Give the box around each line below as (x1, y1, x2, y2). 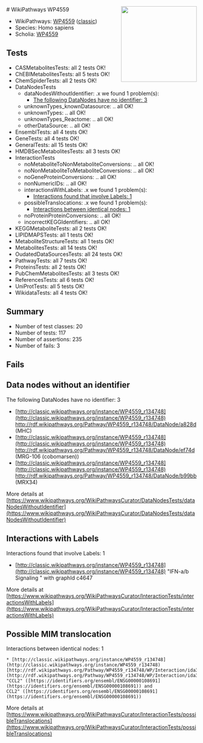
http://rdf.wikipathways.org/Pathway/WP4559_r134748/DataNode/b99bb (14, 472, 197, 479)
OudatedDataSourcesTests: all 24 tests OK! (14, 250, 123, 258)
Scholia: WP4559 (14, 30, 59, 38)
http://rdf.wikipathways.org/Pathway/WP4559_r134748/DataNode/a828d (14, 421, 196, 428)
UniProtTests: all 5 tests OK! (14, 283, 85, 290)
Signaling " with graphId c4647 (14, 574, 93, 581)
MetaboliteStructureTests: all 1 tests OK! (14, 237, 114, 244)
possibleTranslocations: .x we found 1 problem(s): (24, 199, 148, 206)
